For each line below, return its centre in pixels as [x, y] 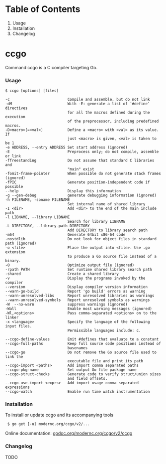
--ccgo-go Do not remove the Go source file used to [81, 352]
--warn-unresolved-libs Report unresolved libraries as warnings [80, 296]
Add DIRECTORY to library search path [108, 230]
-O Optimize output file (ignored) [70, 265]
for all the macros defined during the [109, 113]
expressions [17, 387]
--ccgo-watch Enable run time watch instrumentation [78, 392]
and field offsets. [87, 379]
